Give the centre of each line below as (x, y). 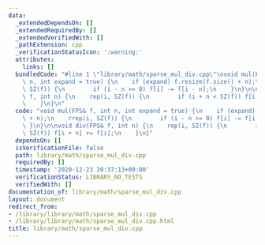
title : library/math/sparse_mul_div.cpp (76, 229)
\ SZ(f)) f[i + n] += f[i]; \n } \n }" (88, 133)
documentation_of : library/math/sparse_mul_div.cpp (95, 192)
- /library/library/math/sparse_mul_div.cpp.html (91, 221)
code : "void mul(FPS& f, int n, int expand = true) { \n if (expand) (136, 111)
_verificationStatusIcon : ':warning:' (79, 52)
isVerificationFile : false (60, 148)
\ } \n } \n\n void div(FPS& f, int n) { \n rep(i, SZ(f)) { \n (125, 126)
